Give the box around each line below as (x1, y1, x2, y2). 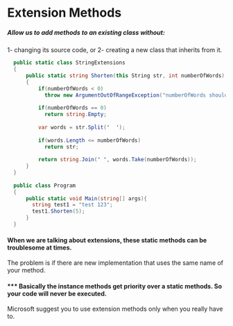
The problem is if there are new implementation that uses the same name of (7, 259, 224, 267)
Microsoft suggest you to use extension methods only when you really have (7, 304, 223, 313)
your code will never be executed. (7, 289, 107, 298)
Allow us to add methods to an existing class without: (7, 28, 165, 36)
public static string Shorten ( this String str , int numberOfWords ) (25, 72, 225, 79)
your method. (7, 266, 46, 275)
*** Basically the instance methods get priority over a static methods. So (7, 282, 222, 290)
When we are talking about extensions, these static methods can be (7, 236, 207, 244)
